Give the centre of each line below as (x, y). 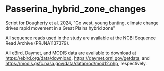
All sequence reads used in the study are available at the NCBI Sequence (81, 38)
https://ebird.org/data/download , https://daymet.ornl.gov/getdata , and (78, 58)
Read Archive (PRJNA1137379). (37, 43)
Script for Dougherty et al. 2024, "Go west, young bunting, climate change (82, 23)
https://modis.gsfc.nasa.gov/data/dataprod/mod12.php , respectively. (76, 63)
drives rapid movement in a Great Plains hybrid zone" (60, 28)
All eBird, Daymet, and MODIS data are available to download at (71, 53)
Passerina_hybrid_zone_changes (76, 9)
